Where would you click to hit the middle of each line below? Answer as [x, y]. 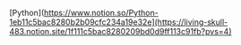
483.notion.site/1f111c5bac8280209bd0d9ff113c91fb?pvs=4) [120, 31]
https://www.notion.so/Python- [101, 13]
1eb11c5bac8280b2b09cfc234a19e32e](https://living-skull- [119, 22]
